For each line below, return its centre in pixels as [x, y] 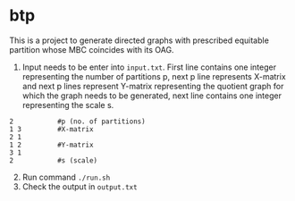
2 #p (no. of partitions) [77, 121]
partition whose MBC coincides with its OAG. [92, 49]
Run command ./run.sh [66, 177]
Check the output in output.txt [80, 186]
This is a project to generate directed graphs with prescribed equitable [139, 40]
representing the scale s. [68, 105]
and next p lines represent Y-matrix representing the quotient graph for [153, 86]
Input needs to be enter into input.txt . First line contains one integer [149, 67]
